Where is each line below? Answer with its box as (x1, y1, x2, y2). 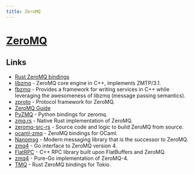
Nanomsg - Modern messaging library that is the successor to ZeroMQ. (14, 136, 189, 143)
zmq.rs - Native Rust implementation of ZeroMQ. (14, 117, 133, 124)
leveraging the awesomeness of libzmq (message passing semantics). (14, 92, 186, 99)
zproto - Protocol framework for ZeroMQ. (14, 98, 115, 105)
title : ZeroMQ (6, 8, 41, 15)
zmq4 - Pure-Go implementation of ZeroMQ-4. (14, 155, 129, 162)
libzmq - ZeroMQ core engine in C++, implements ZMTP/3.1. (14, 79, 161, 86)
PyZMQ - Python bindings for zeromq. (14, 110, 108, 118)
